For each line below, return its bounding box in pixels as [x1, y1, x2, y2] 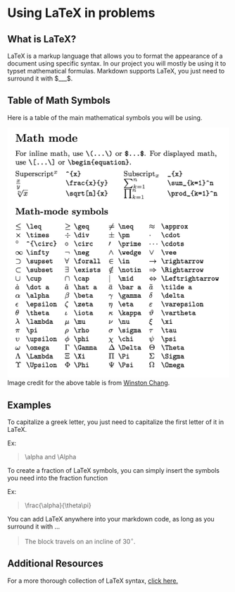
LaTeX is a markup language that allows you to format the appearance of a [7, 52, 223, 60]
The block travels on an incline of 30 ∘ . [24, 536, 136, 545]
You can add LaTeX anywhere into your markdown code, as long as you [7, 515, 215, 524]
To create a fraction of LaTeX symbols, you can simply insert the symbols [7, 466, 220, 475]
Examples [7, 399, 51, 411]
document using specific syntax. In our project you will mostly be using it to [7, 59, 227, 68]
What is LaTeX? [7, 33, 77, 45]
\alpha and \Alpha [24, 453, 77, 461]
